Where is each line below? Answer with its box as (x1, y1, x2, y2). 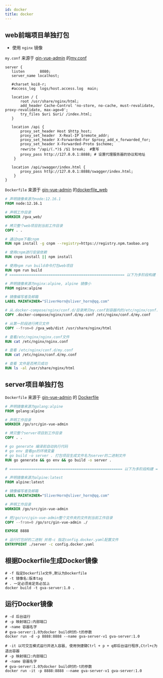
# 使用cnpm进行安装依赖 (5, 250, 48, 255)
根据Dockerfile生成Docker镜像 (5, 557, 98, 565)
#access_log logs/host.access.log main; (11, 86, 98, 91)
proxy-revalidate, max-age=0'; (5, 108, 68, 113)
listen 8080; (11, 69, 51, 74)
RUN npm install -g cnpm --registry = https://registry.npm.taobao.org (5, 241, 149, 246)
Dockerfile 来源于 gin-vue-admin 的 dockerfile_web (5, 187, 108, 193)
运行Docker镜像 (5, 600, 53, 608)
